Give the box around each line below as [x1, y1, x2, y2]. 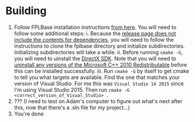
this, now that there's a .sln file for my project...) [14, 104, 130, 111]
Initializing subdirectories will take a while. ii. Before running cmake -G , [14, 48, 183, 55]
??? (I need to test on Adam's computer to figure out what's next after [14, 97, 183, 104]
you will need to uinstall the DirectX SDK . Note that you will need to [14, 55, 177, 62]
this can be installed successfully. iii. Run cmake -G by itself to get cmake [14, 67, 189, 74]
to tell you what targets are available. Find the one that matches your [14, 74, 180, 81]
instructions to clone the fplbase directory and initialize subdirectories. [14, 42, 185, 50]
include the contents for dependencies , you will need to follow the [14, 36, 174, 43]
